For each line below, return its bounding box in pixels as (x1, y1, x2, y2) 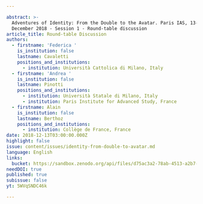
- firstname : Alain (11, 104, 61, 110)
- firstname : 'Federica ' (11, 42, 77, 48)
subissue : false (6, 177, 47, 183)
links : (6, 155, 23, 161)
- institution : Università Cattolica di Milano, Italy (22, 65, 164, 71)
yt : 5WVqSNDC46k (6, 183, 47, 189)
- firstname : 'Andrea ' (11, 70, 71, 76)
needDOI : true (6, 166, 42, 173)
